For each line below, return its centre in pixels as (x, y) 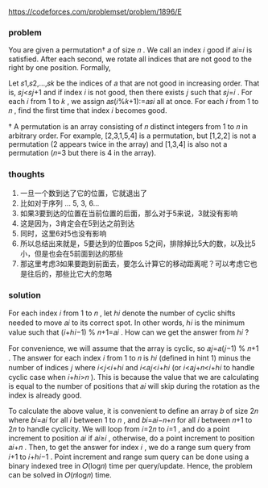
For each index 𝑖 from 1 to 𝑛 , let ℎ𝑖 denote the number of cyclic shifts (122, 313)
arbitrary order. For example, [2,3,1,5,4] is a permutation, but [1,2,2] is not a (132, 136)
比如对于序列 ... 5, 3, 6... (60, 203)
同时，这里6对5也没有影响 (63, 233)
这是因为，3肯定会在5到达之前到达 (77, 223)
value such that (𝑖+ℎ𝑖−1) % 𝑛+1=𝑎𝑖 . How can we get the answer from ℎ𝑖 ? (129, 332)
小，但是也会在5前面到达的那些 (72, 253)
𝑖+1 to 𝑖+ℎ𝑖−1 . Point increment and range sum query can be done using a (129, 457)
